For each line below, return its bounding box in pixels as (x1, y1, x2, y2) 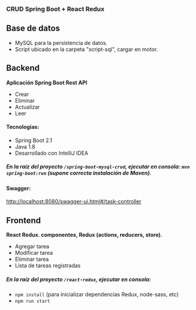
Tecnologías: (6, 124, 39, 131)
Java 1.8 (14, 143, 36, 150)
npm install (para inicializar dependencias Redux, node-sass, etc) (14, 291, 179, 298)
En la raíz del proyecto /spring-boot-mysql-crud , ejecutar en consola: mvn (6, 163, 190, 170)
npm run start (14, 299, 50, 305)
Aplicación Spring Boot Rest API (6, 79, 88, 86)
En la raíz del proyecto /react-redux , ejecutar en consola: (6, 275, 151, 283)
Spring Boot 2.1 (14, 137, 53, 144)
